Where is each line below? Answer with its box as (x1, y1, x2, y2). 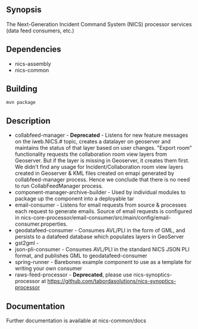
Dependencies (6, 44, 61, 54)
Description (6, 116, 51, 126)
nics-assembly (14, 60, 52, 67)
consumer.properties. (14, 220, 68, 227)
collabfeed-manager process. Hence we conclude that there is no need (14, 176, 190, 183)
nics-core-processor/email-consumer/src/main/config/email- (20, 214, 171, 222)
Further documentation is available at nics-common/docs (6, 317, 147, 324)
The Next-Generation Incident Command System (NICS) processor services (6, 20, 192, 27)
